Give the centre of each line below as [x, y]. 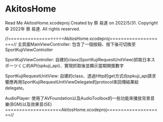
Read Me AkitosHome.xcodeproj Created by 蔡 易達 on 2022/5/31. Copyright [81, 23]
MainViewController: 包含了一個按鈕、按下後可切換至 [83, 44]
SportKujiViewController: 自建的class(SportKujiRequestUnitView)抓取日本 [78, 59]
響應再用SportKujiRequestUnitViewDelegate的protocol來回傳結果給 [72, 82]
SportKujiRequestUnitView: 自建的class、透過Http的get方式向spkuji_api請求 [81, 76]
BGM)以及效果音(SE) [32, 104]
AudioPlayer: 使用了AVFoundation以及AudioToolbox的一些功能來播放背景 [78, 98]
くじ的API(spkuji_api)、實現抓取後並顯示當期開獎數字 [71, 66]
